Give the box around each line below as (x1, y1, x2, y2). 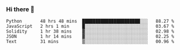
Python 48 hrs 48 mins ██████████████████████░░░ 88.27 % (6, 19, 175, 24)
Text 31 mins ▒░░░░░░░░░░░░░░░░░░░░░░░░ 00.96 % (6, 39, 175, 45)
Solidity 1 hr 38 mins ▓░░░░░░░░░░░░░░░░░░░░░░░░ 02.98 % (6, 28, 175, 34)
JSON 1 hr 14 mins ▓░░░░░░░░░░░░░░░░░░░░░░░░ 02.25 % (6, 34, 175, 40)
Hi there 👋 (6, 5, 35, 13)
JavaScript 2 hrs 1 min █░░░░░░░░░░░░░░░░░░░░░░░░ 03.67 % (6, 23, 175, 30)
